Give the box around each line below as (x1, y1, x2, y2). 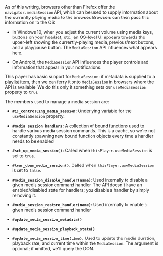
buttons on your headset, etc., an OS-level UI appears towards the (12, 34, 145, 40)
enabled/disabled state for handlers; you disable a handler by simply (12, 187, 149, 193)
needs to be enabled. (12, 138, 55, 144)
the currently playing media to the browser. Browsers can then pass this (5, 15, 149, 20)
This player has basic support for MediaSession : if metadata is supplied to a (5, 74, 155, 79)
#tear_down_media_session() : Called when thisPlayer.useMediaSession (12, 163, 155, 168)
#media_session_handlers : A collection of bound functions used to (12, 123, 145, 128)
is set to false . (12, 167, 42, 173)
